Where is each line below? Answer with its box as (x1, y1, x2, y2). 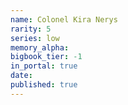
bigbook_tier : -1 (10, 52, 83, 62)
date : (10, 71, 33, 81)
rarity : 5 (10, 24, 52, 34)
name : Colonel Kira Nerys (10, 14, 118, 25)
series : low (10, 33, 60, 43)
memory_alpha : (10, 42, 70, 53)
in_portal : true (10, 61, 78, 71)
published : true (10, 80, 78, 90)
